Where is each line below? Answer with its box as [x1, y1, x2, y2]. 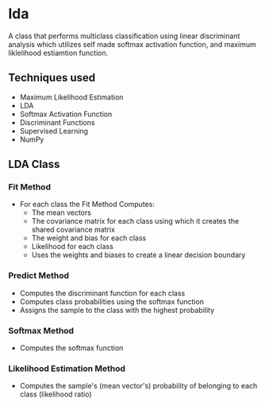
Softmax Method [8, 325, 74, 336]
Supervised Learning [19, 126, 89, 135]
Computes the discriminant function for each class [19, 288, 186, 298]
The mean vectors [31, 208, 91, 217]
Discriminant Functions [19, 117, 95, 127]
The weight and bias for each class [31, 233, 147, 243]
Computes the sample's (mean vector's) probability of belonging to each [19, 381, 258, 391]
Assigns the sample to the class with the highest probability [19, 305, 215, 314]
